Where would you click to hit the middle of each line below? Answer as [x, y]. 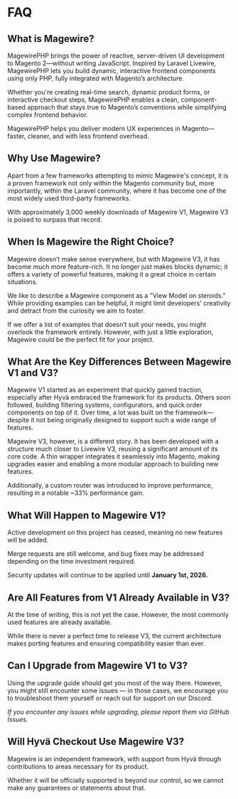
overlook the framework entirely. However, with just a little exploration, [110, 332]
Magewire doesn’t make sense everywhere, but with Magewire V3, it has [114, 259]
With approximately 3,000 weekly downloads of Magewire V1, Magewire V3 [118, 212]
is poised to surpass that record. [55, 219]
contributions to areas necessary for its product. [78, 766]
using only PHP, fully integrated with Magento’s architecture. [96, 78]
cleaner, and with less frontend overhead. [88, 136]
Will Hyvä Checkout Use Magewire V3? [96, 742]
